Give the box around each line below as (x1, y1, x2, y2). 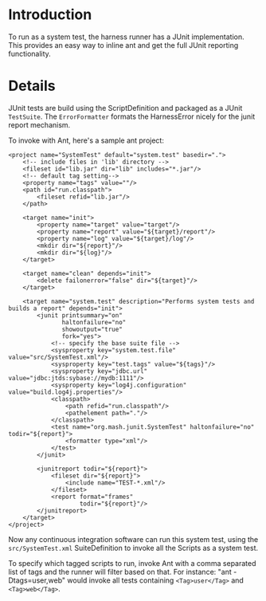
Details (8, 77, 56, 95)
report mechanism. (8, 120, 71, 129)
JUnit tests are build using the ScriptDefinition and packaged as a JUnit (8, 103, 243, 112)
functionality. (8, 49, 52, 58)
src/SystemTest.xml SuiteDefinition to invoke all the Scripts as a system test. (8, 543, 259, 552)
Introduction (8, 6, 92, 24)
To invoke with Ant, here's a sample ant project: (8, 136, 165, 145)
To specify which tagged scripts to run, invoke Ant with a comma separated (8, 558, 256, 568)
